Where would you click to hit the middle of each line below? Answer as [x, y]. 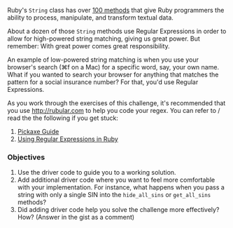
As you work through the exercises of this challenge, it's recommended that [116, 103]
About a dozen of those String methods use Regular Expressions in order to [117, 31]
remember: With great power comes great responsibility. [89, 46]
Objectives [26, 157]
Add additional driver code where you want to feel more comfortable [116, 180]
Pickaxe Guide [38, 132]
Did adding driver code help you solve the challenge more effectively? [118, 210]
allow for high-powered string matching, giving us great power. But [104, 39]
